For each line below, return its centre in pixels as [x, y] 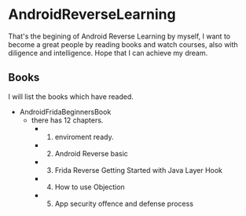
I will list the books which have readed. [71, 97]
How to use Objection [90, 187]
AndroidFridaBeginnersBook [65, 112]
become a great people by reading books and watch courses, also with [123, 44]
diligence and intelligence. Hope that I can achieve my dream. [108, 53]
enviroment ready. [84, 137]
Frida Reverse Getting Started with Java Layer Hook [138, 170]
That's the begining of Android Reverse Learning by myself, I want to [119, 36]
